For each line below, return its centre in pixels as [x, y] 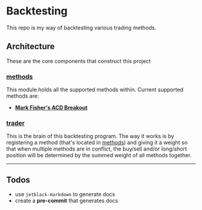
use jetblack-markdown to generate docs [65, 194]
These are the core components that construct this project [79, 61]
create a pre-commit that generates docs [66, 201]
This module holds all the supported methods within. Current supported [95, 90]
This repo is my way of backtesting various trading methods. [81, 28]
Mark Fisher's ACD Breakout [51, 108]
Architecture [31, 46]
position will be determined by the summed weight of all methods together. [99, 155]
